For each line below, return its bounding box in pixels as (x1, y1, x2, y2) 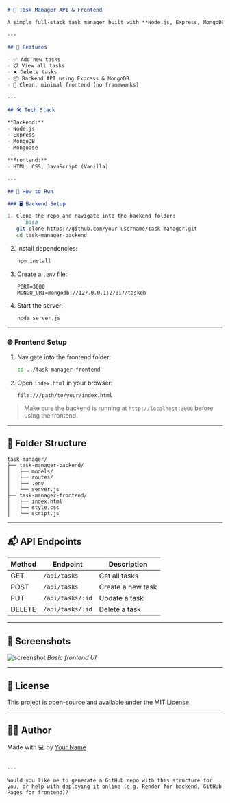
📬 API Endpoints (7, 536, 82, 547)
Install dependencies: (16, 244, 78, 252)
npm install (16, 258, 51, 264)
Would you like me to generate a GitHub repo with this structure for (7, 777, 213, 784)
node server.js (16, 315, 61, 321)
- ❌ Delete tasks (7, 69, 57, 76)
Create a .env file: (16, 270, 68, 278)
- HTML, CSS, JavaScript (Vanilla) (7, 163, 109, 170)
